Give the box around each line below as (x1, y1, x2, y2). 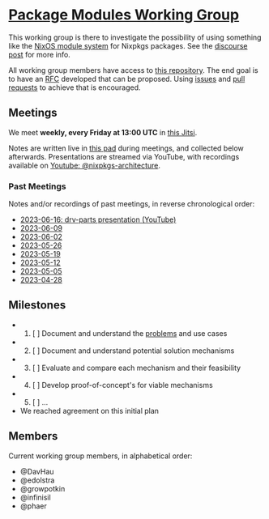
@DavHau (19, 466, 54, 476)
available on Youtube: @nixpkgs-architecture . (8, 160, 160, 170)
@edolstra (19, 475, 55, 485)
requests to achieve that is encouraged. (8, 83, 141, 92)
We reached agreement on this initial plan (19, 406, 160, 415)
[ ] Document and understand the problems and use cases (32, 328, 228, 338)
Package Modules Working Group (8, 6, 240, 24)
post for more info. (8, 49, 70, 59)
